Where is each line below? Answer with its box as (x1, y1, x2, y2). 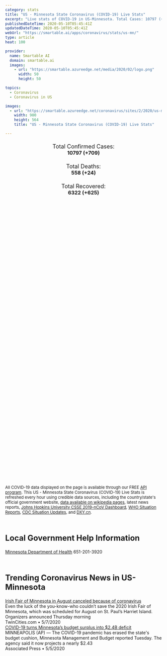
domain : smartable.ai (9, 58, 55, 63)
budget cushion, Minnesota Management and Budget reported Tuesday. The (5, 635, 162, 641)
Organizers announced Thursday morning (5, 614, 91, 620)
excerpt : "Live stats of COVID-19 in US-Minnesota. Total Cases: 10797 (5, 16, 157, 21)
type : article (5, 35, 35, 40)
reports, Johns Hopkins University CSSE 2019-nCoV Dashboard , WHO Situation (5, 504, 157, 510)
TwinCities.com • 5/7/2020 (5, 619, 61, 625)
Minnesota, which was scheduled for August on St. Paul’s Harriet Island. (5, 608, 153, 614)
